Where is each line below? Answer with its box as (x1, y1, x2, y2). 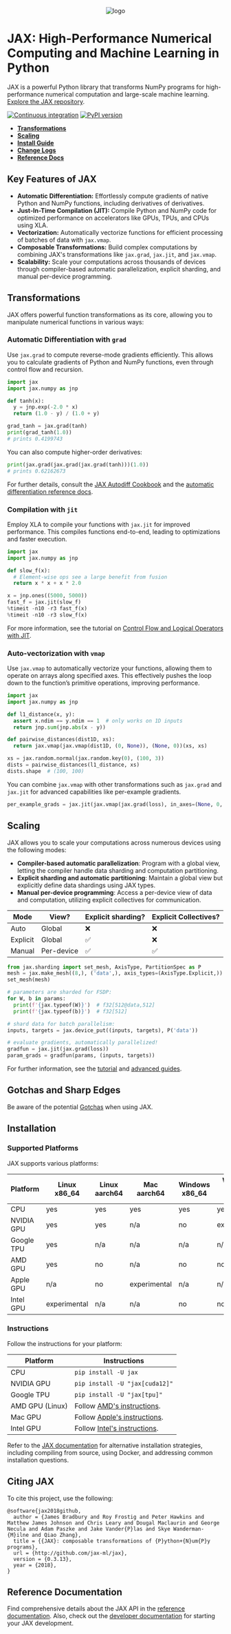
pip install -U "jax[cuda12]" (74, 1379, 173, 1387)
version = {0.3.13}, (13, 1555, 72, 1562)
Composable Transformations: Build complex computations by (16, 242, 198, 251)
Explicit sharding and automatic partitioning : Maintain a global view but (16, 873, 223, 882)
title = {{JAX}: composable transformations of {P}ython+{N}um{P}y (13, 1538, 211, 1544)
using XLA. (16, 220, 48, 229)
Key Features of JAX (7, 174, 97, 185)
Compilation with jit (7, 504, 78, 514)
